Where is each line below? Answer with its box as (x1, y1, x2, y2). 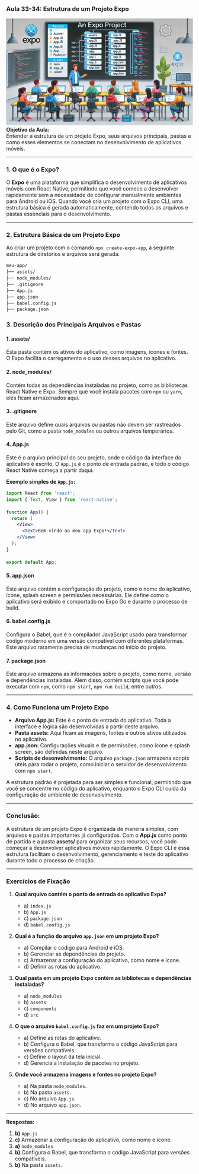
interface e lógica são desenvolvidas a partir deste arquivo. (14, 723, 160, 730)
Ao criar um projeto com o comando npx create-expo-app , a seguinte (6, 244, 175, 251)
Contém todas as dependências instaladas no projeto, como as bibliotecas (6, 382, 188, 389)
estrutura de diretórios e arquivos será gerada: (6, 250, 120, 258)
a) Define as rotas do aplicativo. (23, 1035, 102, 1042)
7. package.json (6, 657, 46, 664)
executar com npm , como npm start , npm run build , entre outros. (6, 683, 163, 690)
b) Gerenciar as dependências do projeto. (23, 950, 126, 957)
